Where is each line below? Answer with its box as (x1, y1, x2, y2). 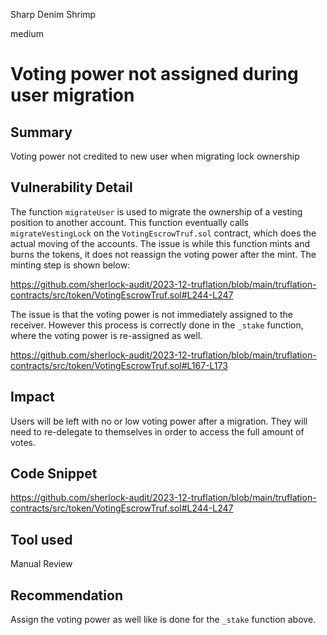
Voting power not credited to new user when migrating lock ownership (10, 150, 300, 162)
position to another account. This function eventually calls (10, 216, 250, 228)
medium (10, 28, 44, 39)
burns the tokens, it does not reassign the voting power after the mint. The (10, 248, 317, 260)
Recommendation (10, 587, 123, 604)
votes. (10, 436, 37, 448)
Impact (10, 389, 55, 406)
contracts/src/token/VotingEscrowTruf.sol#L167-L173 (10, 359, 228, 371)
